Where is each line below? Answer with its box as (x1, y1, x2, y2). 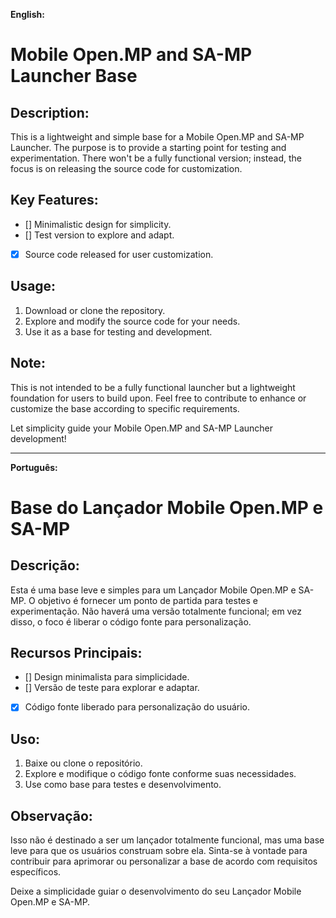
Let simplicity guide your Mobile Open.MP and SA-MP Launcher (10, 422, 274, 434)
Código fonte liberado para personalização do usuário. (24, 701, 251, 713)
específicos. (10, 866, 62, 878)
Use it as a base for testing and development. (24, 325, 213, 338)
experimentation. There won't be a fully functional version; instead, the (10, 152, 303, 164)
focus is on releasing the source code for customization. (10, 163, 243, 174)
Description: (10, 104, 90, 121)
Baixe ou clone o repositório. (24, 757, 143, 769)
